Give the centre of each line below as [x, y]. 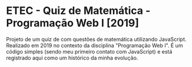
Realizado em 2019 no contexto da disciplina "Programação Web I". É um [95, 45]
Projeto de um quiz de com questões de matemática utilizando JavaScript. [96, 39]
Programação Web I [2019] [73, 23]
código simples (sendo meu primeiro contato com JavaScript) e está [89, 51]
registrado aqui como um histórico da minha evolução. [72, 58]
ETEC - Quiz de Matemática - [78, 11]
